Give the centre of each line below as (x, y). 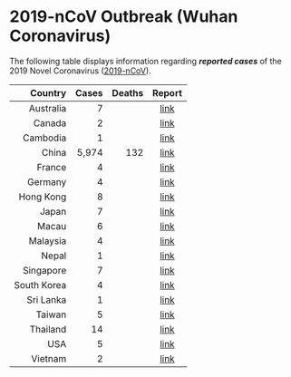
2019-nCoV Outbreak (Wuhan (124, 17)
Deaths (128, 92)
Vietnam (49, 358)
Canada (50, 122)
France (52, 167)
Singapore (44, 270)
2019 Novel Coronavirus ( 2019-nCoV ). (80, 71)
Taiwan (51, 314)
